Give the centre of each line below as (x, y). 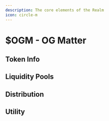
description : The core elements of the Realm (54, 10)
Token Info (23, 59)
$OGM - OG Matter (46, 40)
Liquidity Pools (29, 77)
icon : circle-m (21, 15)
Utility (15, 112)
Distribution (25, 94)
